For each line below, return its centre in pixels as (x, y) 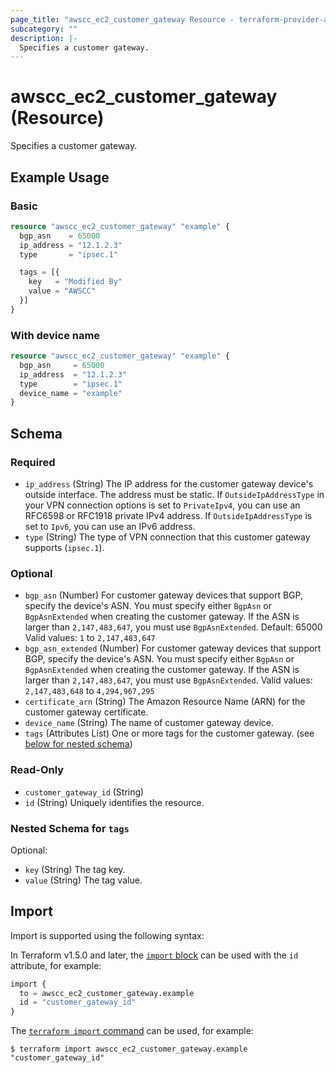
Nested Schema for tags (70, 828)
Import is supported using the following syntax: (107, 935)
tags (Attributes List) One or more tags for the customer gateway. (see (169, 733)
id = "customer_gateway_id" (78, 1002)
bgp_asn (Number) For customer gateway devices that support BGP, (163, 595)
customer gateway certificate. (86, 712)
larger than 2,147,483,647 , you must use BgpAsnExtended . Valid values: (168, 680)
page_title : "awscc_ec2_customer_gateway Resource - (122, 19)
